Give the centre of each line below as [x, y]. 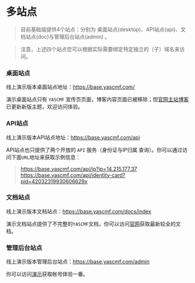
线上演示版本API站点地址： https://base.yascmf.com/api [73, 137]
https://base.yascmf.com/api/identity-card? [73, 175]
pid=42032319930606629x [54, 181]
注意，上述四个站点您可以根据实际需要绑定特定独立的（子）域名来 [100, 49]
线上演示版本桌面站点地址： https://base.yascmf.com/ [71, 87]
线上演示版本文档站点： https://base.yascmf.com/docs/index [79, 211]
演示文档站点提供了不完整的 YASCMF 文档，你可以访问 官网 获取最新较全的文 [93, 224]
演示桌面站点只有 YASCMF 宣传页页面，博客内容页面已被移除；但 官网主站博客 [97, 100]
